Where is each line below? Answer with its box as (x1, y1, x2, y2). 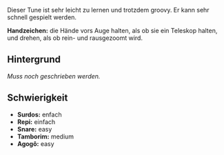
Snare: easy (17, 125, 52, 133)
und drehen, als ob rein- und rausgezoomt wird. (7, 34, 143, 42)
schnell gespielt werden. (7, 13, 77, 21)
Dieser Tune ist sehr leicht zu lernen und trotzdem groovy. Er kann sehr (7, 6, 210, 14)
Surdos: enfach (17, 110, 62, 118)
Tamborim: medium (17, 132, 74, 141)
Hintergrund (7, 54, 61, 65)
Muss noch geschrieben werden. (7, 72, 101, 80)
